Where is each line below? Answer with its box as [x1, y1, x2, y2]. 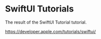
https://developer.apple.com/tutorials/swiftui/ [5, 28, 96, 34]
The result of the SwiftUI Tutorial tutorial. [5, 19, 87, 25]
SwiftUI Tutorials [5, 3, 74, 14]
